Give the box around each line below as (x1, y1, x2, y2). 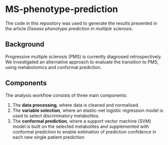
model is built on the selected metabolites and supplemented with (12, 123, 149, 129)
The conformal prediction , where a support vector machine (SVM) (12, 118, 151, 124)
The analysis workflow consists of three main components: (5, 92, 127, 98)
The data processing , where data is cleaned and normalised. (12, 102, 140, 108)
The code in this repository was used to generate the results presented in (5, 20, 157, 26)
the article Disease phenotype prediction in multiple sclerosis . (5, 25, 133, 31)
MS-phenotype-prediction (5, 4, 118, 15)
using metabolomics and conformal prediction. (5, 64, 102, 70)
